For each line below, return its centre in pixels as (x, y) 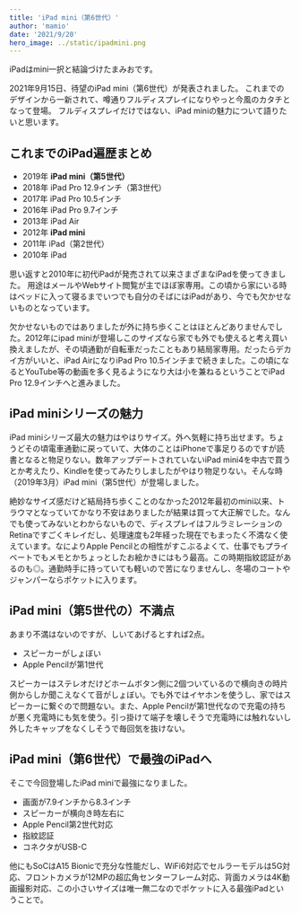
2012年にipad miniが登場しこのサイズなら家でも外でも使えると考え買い (156, 338)
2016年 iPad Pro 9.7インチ (70, 210)
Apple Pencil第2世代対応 (68, 824)
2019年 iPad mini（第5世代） (76, 177)
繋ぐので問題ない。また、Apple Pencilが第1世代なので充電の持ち (167, 706)
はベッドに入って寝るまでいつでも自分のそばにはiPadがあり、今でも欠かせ (146, 296)
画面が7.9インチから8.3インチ (77, 802)
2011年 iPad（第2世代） (65, 244)
